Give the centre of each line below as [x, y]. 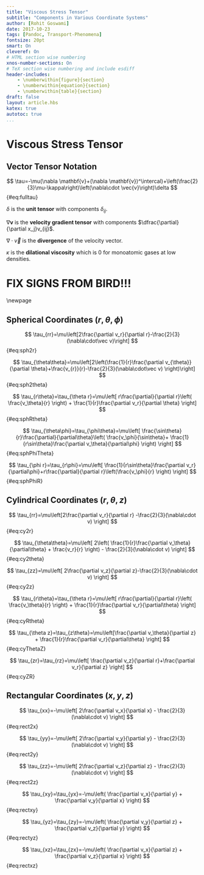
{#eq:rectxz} [22, 865]
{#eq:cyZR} [21, 676]
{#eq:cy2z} [20, 587]
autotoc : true [24, 114]
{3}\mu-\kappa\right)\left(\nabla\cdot [73, 188]
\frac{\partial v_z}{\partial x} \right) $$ [102, 856]
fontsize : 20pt [26, 40]
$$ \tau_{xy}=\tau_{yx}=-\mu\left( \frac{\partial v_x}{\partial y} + [102, 794]
